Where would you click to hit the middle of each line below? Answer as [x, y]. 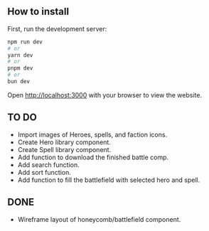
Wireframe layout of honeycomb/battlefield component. [99, 219]
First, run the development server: [57, 28]
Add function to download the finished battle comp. [93, 157]
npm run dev [25, 42]
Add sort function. [44, 172]
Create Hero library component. [64, 142]
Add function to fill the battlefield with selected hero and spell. [109, 180]
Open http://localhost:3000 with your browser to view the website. [105, 95]
